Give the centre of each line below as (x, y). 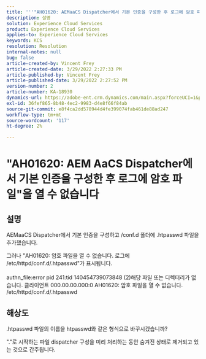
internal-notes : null (34, 52)
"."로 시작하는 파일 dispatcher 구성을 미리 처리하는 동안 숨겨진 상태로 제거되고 (99, 342)
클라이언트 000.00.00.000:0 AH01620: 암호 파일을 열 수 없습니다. (104, 285)
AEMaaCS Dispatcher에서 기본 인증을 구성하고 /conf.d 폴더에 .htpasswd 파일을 (103, 235)
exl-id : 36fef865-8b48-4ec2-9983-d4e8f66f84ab (67, 103)
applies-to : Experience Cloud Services (57, 35)
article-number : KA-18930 (39, 92)
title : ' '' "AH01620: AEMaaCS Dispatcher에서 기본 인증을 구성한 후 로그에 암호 (101, 12)
